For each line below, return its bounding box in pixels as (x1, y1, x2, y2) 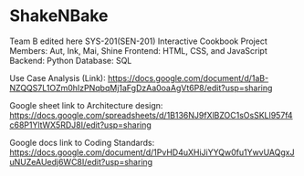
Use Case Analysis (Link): (9, 72, 107, 83)
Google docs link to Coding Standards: (9, 137, 155, 148)
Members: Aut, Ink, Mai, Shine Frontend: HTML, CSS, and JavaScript (9, 45, 267, 56)
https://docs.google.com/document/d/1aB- (108, 72, 269, 83)
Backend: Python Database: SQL (9, 55, 132, 66)
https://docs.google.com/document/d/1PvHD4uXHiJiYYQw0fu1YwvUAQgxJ (9, 147, 295, 158)
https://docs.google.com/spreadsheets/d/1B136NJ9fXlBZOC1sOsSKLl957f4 (9, 109, 294, 120)
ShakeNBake (9, 5, 109, 26)
